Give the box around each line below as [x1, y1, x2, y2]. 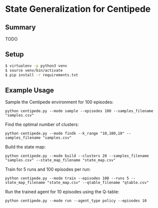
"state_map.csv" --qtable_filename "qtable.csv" [47, 180, 149, 185]
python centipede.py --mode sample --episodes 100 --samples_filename [5, 109, 154, 114]
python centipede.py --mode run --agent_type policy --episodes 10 [5, 198, 147, 204]
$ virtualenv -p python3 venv [5, 63, 68, 68]
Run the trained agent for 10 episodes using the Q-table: [5, 189, 119, 195]
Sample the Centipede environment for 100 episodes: [5, 99, 114, 105]
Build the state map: [5, 144, 46, 150]
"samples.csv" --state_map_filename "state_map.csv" [5, 158, 116, 163]
